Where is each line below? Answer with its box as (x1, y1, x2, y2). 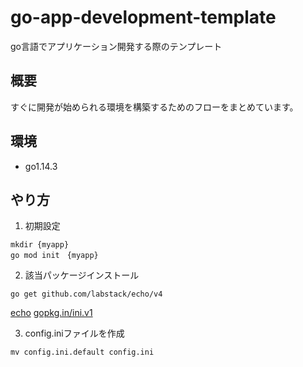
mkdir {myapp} (10, 240, 70, 250)
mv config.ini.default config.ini (10, 347, 155, 358)
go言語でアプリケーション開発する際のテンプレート (10, 40, 223, 52)
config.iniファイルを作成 (24, 327, 125, 340)
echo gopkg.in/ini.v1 (10, 307, 93, 319)
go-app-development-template (10, 6, 277, 29)
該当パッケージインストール (24, 269, 140, 281)
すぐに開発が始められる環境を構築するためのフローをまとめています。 (10, 101, 299, 113)
